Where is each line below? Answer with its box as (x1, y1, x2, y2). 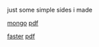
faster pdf (7, 32, 36, 40)
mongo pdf (7, 19, 39, 27)
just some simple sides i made (7, 6, 93, 14)
